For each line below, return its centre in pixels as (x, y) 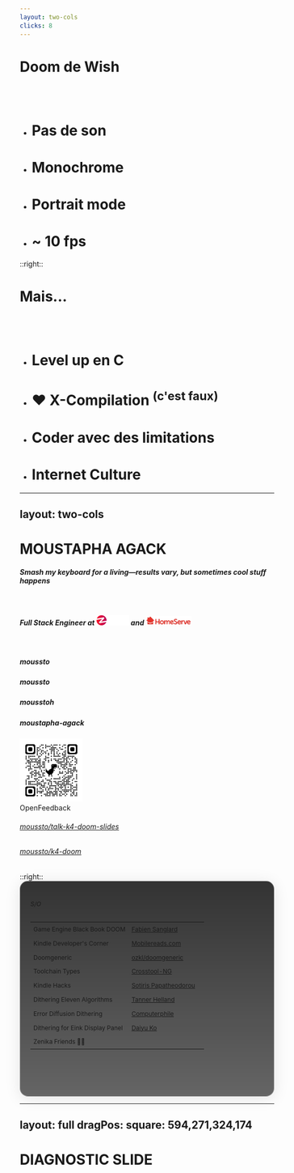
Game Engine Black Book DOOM (80, 930)
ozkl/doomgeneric (157, 957)
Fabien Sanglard (155, 930)
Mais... (44, 297)
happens (35, 580)
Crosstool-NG (152, 971)
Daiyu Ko (144, 1028)
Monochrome (78, 167)
